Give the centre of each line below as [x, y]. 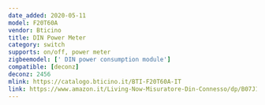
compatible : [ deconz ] [44, 67]
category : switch [37, 45]
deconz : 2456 [30, 74]
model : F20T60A [33, 23]
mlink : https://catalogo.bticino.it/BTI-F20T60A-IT [95, 81]
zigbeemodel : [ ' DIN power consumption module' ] [90, 60]
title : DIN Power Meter [47, 37]
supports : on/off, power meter [60, 52]
